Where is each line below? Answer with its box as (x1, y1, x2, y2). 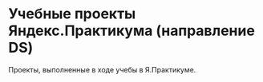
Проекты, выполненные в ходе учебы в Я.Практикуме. (8, 64, 196, 74)
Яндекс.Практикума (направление (8, 21, 255, 40)
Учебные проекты (8, 5, 136, 23)
